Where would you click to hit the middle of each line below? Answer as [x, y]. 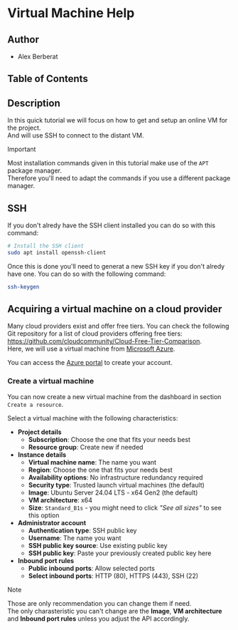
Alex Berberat [38, 56]
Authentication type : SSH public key [82, 530]
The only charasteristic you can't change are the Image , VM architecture [115, 611]
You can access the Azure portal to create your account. [90, 363]
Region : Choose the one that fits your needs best [100, 470]
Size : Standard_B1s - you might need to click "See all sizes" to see [125, 507]
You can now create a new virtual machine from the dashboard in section [114, 396]
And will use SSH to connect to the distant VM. [76, 135]
